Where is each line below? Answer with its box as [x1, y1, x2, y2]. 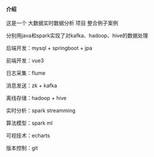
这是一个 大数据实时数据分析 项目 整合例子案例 [6, 19, 118, 26]
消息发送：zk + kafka [6, 82, 57, 89]
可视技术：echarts [6, 132, 50, 139]
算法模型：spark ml [6, 119, 53, 126]
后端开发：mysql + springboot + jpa [6, 45, 93, 52]
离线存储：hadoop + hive [6, 95, 67, 102]
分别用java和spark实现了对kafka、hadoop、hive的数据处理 [6, 32, 148, 39]
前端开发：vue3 [6, 57, 44, 64]
